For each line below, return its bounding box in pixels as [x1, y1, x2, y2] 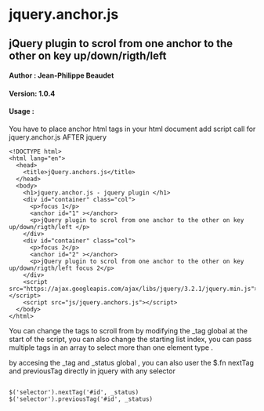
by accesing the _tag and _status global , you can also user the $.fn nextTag [9, 358, 254, 367]
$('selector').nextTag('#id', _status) [9, 388, 139, 396]
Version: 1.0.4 [9, 89, 56, 98]
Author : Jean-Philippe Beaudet [9, 71, 114, 80]
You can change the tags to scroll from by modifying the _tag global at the [9, 326, 248, 335]
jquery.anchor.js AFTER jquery [9, 132, 107, 142]
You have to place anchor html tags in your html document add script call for [9, 124, 256, 133]
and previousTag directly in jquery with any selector [9, 366, 175, 376]
